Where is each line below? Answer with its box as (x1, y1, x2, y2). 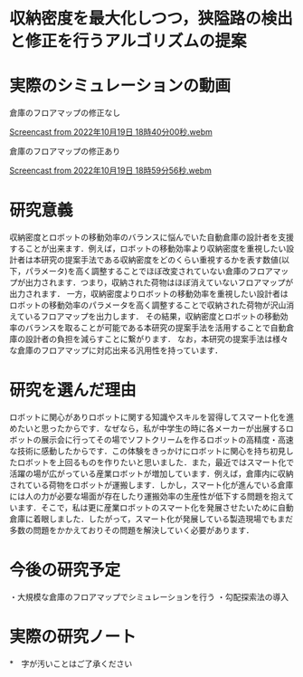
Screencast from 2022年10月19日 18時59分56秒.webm (9, 165, 213, 176)
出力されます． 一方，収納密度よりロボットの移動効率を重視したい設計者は (9, 289, 289, 300)
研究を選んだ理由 (9, 380, 137, 401)
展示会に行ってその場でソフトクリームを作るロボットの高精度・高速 (40, 434, 294, 444)
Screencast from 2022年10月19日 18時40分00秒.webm (9, 127, 213, 138)
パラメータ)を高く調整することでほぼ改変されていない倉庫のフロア (24, 266, 273, 277)
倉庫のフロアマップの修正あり (9, 146, 120, 157)
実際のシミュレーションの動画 (9, 76, 231, 96)
